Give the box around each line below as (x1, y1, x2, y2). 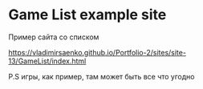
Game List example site (8, 6, 167, 24)
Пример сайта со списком (8, 32, 99, 42)
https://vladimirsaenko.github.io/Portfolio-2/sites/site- (8, 47, 187, 57)
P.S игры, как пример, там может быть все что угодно (8, 71, 195, 81)
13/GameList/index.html (8, 56, 87, 66)
